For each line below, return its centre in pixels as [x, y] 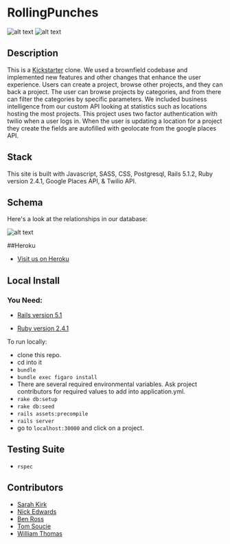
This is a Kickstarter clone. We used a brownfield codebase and [97, 69]
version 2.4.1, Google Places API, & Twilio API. [72, 181]
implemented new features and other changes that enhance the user [104, 77]
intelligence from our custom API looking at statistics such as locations [107, 106]
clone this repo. [39, 355]
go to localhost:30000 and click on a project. [80, 428]
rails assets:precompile [53, 414]
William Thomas [40, 533]
